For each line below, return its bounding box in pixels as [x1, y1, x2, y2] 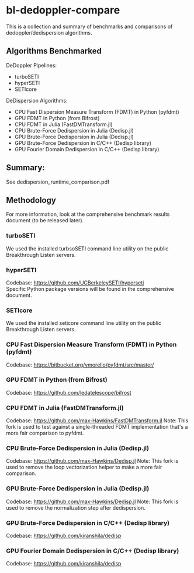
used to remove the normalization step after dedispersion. [6, 504, 146, 511]
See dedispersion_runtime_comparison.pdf [6, 178, 110, 185]
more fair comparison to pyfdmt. [6, 429, 84, 437]
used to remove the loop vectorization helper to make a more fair [6, 464, 162, 471]
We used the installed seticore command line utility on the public [6, 320, 162, 327]
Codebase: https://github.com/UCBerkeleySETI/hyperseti [6, 279, 144, 286]
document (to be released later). [6, 217, 84, 224]
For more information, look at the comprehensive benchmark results [6, 211, 170, 218]
